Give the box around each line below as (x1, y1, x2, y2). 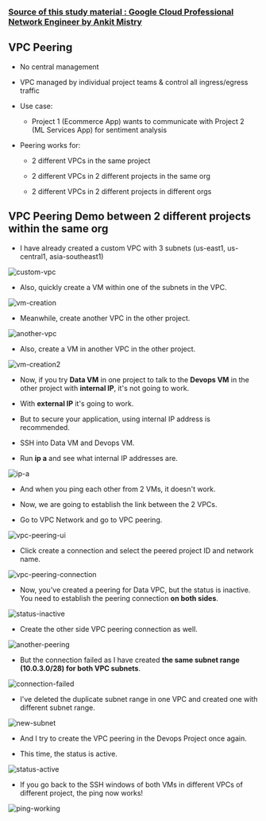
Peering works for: (19, 140, 81, 149)
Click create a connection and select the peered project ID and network (19, 545, 254, 555)
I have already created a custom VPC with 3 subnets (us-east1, (19, 243, 226, 253)
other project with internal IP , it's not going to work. (19, 383, 190, 393)
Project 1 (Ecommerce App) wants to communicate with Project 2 (31, 116, 245, 126)
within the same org (8, 222, 109, 236)
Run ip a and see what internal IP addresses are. (19, 453, 179, 463)
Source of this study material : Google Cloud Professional (8, 6, 234, 17)
